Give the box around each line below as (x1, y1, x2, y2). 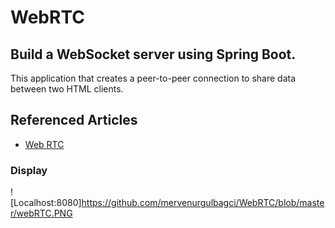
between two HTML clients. (10, 83, 124, 95)
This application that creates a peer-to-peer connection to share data (10, 72, 297, 84)
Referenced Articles (10, 112, 138, 129)
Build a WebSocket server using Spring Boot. (10, 46, 297, 63)
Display (10, 163, 48, 177)
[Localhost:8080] (10, 197, 82, 209)
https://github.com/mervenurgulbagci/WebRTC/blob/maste (81, 197, 325, 209)
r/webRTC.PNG (10, 207, 73, 220)
